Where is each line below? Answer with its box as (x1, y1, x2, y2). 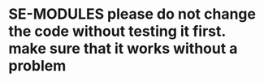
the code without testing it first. (8, 22, 226, 41)
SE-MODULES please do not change (8, 5, 256, 24)
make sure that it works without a (8, 40, 238, 58)
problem (8, 57, 67, 76)
